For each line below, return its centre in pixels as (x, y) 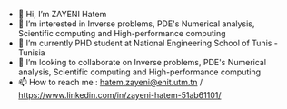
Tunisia (31, 53)
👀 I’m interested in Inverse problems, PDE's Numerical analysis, (136, 24)
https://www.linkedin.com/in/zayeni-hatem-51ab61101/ (119, 95)
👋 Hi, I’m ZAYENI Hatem (62, 14)
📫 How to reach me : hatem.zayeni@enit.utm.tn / (110, 82)
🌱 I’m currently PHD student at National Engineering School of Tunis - (148, 43)
